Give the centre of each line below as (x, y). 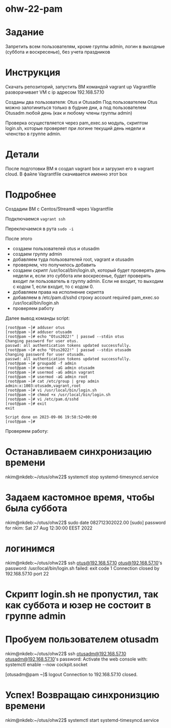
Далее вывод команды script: (38, 318)
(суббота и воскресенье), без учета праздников (58, 52)
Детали (22, 155)
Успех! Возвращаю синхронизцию (82, 695)
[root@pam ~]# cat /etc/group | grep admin (52, 381)
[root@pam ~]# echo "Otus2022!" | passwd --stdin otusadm (68, 350)
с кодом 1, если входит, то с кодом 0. (53, 286)
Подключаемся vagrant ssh (35, 218)
